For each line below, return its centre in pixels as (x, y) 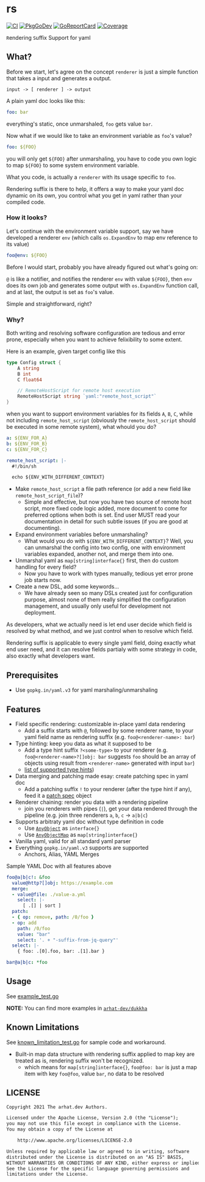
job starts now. (43, 580)
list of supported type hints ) (59, 769)
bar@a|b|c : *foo (27, 963)
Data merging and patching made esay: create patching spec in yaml (102, 776)
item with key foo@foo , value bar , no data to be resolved (94, 1074)
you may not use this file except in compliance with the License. (94, 1124)
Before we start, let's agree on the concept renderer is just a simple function (102, 72)
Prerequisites (32, 675)
